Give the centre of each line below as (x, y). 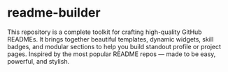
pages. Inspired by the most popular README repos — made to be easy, (112, 54)
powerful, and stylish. (38, 61)
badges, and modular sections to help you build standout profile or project (114, 46)
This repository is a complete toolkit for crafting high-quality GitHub (105, 32)
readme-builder (54, 13)
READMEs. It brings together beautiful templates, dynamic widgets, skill (111, 39)
